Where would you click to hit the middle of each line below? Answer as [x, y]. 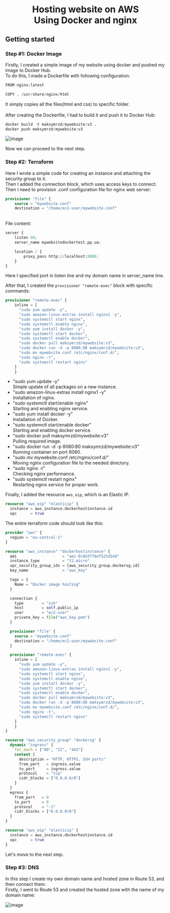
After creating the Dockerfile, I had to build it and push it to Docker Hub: [81, 115]
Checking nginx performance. [44, 474]
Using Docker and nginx [86, 20]
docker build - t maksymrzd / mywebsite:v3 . [51, 124]
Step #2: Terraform [29, 162]
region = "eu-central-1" [36, 537]
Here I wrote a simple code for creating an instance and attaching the [78, 173]
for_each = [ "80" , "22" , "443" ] [49, 750]
